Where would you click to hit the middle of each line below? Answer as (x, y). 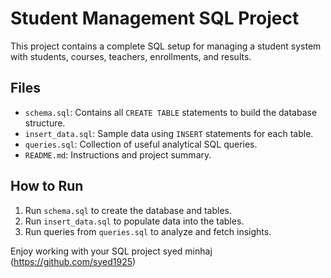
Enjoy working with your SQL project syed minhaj (111, 251)
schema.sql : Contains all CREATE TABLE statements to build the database (171, 112)
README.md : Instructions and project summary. (118, 154)
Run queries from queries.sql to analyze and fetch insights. (148, 231)
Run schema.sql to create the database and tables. (128, 210)
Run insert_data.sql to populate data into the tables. (134, 221)
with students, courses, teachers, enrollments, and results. (131, 56)
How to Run (47, 186)
